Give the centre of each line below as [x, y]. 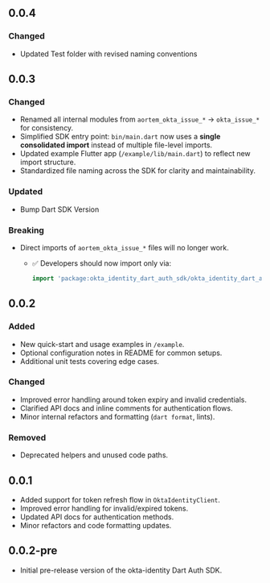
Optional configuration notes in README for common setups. [121, 353]
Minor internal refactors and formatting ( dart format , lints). [117, 416]
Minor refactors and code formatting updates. [96, 525]
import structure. [48, 162]
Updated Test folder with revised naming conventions [108, 54]
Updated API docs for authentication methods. [97, 517]
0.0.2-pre [33, 551]
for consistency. [47, 128]
